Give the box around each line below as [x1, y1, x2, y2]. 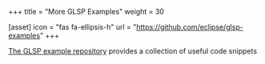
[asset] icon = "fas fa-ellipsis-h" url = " [8, 22, 137, 31]
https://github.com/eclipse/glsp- [135, 22, 244, 31]
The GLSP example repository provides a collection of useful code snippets [8, 46, 258, 55]
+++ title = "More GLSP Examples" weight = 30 [8, 7, 164, 16]
